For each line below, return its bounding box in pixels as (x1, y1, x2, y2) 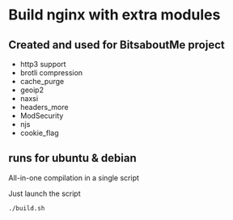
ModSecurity (19, 111, 64, 121)
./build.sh (8, 204, 45, 212)
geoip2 (19, 85, 44, 95)
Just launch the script (8, 188, 81, 198)
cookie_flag (19, 128, 59, 137)
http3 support (19, 59, 66, 69)
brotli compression (19, 68, 83, 78)
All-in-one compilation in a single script (8, 172, 140, 183)
